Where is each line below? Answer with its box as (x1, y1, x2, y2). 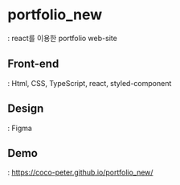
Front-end (7, 57, 59, 71)
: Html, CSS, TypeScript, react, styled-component (7, 78, 172, 88)
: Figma (7, 123, 33, 133)
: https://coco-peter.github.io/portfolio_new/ (7, 167, 153, 178)
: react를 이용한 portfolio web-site (7, 33, 117, 43)
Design (7, 102, 44, 116)
